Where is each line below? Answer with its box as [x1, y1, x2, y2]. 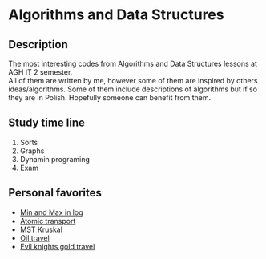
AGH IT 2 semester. [8, 67, 73, 77]
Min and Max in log [19, 207, 83, 217]
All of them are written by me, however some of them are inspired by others [8, 76, 258, 85]
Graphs [19, 146, 45, 156]
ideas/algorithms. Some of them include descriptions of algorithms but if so [8, 84, 258, 94]
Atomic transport [19, 216, 76, 225]
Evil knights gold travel [19, 241, 95, 251]
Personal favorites [8, 186, 103, 200]
